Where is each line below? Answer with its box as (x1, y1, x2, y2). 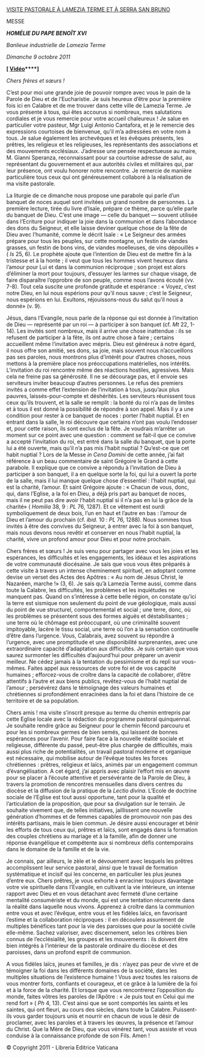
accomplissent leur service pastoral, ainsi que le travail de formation (6, 864, 178, 871)
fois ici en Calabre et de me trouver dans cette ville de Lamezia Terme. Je (6, 102, 192, 109)
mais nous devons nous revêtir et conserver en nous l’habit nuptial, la (6, 529, 181, 536)
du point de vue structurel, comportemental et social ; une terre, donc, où (6, 606, 191, 613)
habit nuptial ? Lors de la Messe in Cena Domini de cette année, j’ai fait (6, 451, 184, 458)
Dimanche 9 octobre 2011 (6, 53, 71, 61)
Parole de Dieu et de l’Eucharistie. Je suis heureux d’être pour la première (6, 96, 191, 102)
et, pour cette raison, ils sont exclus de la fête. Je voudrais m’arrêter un (6, 425, 185, 432)
